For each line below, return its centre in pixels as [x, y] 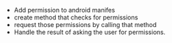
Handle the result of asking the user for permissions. [89, 32]
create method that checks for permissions [76, 17]
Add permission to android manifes [64, 10]
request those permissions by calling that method [85, 25]
